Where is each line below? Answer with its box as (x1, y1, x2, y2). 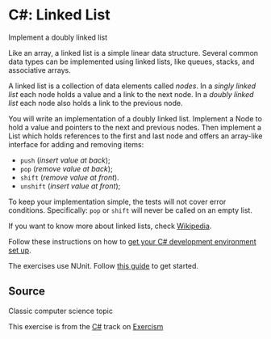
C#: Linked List (8, 6, 110, 24)
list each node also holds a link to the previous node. (8, 98, 183, 108)
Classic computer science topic (8, 306, 114, 316)
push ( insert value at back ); (19, 155, 110, 165)
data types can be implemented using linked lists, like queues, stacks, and (8, 57, 255, 66)
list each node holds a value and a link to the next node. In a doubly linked (8, 89, 254, 99)
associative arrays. (8, 65, 71, 74)
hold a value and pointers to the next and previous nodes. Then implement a (8, 122, 262, 132)
